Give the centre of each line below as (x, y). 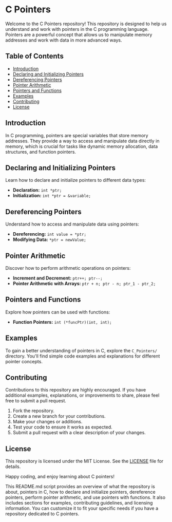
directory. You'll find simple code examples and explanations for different (83, 356)
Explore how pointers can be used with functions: (58, 312)
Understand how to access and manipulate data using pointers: (72, 224)
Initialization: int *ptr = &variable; (52, 196)
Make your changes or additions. (47, 422)
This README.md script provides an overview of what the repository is (80, 487)
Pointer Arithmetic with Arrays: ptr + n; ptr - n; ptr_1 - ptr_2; (84, 283)
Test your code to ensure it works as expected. (62, 427)
